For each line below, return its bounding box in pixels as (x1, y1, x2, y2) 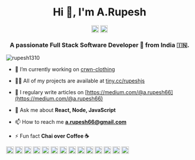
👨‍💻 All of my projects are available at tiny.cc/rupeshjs (14, 77, 145, 85)
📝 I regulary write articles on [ (14, 89, 87, 96)
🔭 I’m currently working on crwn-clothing (14, 66, 116, 73)
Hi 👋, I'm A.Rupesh (53, 5, 146, 19)
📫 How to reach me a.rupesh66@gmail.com (14, 119, 127, 126)
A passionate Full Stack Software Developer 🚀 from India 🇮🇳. (9, 41, 190, 49)
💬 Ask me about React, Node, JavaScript (14, 107, 116, 114)
